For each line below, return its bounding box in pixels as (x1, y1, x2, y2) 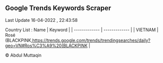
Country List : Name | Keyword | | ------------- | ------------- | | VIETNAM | (5, 27, 159, 33)
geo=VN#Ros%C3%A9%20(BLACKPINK (5, 42, 88, 49)
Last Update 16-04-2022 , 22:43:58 (5, 17, 78, 23)
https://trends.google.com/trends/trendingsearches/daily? (32, 37, 151, 43)
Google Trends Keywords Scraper (5, 4, 111, 12)
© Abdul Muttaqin (5, 52, 42, 58)
